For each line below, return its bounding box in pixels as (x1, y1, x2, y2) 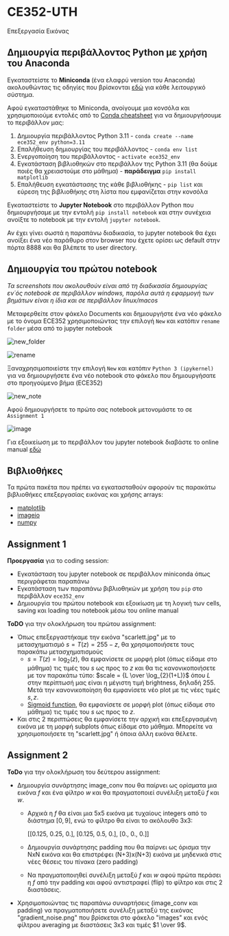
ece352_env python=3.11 (16, 139, 86, 146)
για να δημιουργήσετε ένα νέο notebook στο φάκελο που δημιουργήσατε (7, 371, 217, 379)
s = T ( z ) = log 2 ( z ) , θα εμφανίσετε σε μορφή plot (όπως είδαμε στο (27, 655, 217, 665)
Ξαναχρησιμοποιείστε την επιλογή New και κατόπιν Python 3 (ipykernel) (7, 364, 214, 372)
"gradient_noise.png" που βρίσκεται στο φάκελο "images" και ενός (16, 913, 208, 922)
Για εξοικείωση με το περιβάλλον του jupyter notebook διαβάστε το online (7, 438, 219, 446)
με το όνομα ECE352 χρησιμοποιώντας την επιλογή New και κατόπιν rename (7, 317, 220, 325)
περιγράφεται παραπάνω (16, 577, 90, 586)
